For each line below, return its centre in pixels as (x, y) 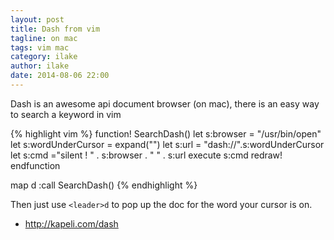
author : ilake (40, 66)
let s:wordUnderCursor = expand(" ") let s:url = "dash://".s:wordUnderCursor (167, 144)
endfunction (35, 165)
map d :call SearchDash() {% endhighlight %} (104, 185)
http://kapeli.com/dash (71, 223)
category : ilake (44, 57)
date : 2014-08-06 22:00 (60, 76)
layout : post (37, 19)
